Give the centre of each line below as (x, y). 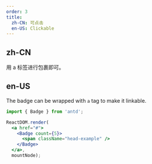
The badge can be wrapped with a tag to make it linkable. (76, 100)
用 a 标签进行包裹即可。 (35, 67)
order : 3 (17, 12)
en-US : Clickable (33, 28)
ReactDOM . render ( (28, 122)
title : (14, 17)
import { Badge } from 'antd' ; (45, 111)
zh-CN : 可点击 (28, 23)
